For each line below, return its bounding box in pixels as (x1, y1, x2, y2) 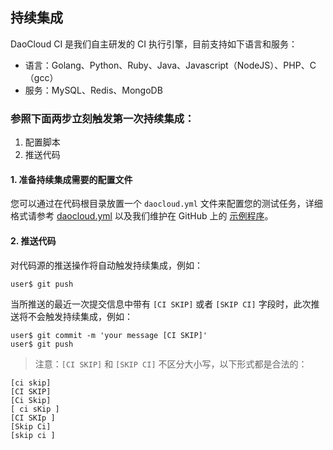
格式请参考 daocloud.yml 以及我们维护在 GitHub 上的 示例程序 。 (10, 210, 274, 222)
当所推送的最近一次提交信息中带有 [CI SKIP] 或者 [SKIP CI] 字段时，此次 (10, 298, 312, 310)
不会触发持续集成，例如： (27, 310, 133, 322)
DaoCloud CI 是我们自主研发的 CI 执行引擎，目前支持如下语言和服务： (10, 38, 298, 50)
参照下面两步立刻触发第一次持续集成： (10, 111, 195, 125)
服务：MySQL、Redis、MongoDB (24, 84, 163, 96)
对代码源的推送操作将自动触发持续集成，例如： (10, 259, 203, 271)
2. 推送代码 (10, 234, 57, 247)
